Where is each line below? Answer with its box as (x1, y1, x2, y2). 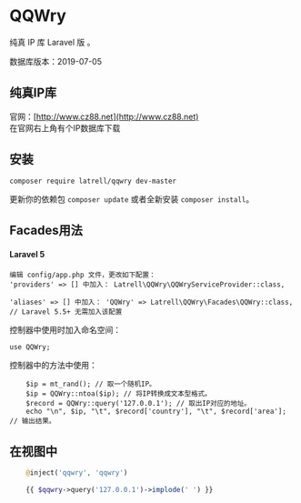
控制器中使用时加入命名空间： (9, 325, 121, 336)
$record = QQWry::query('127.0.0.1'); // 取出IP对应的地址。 (25, 399, 252, 408)
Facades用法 (9, 222, 84, 237)
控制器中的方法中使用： (9, 360, 97, 371)
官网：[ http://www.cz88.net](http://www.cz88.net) (9, 111, 199, 122)
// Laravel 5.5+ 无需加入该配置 (9, 307, 123, 317)
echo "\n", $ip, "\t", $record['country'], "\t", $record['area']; (25, 407, 286, 417)
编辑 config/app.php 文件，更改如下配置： (9, 270, 156, 280)
